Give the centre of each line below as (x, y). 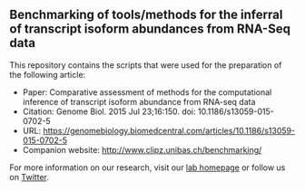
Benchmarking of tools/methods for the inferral (146, 15)
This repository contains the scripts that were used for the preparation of (146, 65)
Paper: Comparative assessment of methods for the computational (147, 92)
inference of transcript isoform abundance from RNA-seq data (139, 101)
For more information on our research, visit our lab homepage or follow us (148, 167)
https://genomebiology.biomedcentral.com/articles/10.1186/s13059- (169, 130)
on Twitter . (30, 177)
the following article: (48, 74)
